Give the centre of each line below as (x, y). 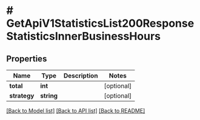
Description (81, 75)
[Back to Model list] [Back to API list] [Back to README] (76, 111)
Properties (27, 58)
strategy (22, 96)
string (49, 96)
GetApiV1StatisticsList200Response (100, 23)
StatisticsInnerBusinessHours (84, 36)
